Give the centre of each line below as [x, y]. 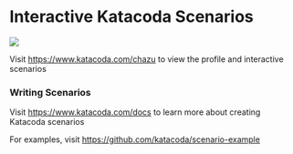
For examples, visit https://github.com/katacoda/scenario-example [135, 139]
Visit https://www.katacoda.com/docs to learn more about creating [135, 112]
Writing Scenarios [50, 92]
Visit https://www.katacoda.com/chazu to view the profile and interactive [147, 59]
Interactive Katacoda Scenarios [131, 17]
